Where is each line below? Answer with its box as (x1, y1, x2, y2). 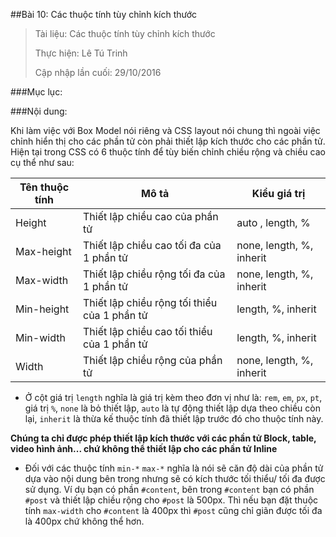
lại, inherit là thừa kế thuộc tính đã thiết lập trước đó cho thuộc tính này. (24, 413, 324, 424)
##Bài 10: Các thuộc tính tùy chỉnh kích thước (10, 9, 198, 20)
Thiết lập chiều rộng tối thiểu (83, 296, 218, 309)
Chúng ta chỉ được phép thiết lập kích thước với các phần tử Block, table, (10, 432, 317, 444)
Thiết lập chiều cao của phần (83, 210, 219, 223)
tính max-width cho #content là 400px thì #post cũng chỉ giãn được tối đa (24, 505, 323, 516)
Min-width (15, 331, 66, 344)
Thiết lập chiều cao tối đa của (83, 239, 222, 252)
